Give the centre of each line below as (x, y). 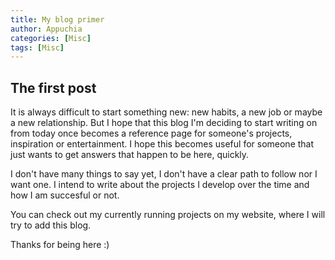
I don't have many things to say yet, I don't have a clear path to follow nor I (164, 174)
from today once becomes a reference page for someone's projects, (151, 133)
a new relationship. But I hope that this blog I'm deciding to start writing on (164, 123)
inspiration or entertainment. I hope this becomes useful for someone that (162, 144)
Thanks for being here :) (60, 245)
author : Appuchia (46, 29)
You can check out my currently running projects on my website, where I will (168, 215)
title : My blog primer (57, 19)
